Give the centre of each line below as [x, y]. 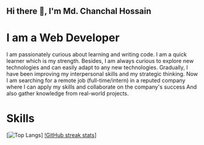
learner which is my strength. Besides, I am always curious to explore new [100, 61]
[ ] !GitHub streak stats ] [52, 135]
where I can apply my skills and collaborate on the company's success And [102, 87]
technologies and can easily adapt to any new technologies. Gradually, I [97, 67]
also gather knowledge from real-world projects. [68, 94]
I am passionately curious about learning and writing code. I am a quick [97, 54]
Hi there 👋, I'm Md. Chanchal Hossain [79, 11]
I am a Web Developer [63, 38]
